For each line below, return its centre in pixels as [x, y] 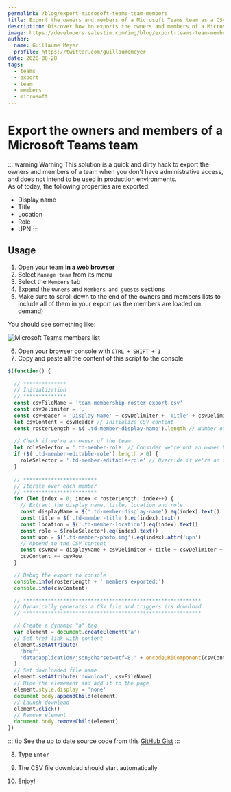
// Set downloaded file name [56, 671]
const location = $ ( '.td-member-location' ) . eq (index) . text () [109, 524]
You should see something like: [52, 324]
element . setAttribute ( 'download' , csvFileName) [83, 677]
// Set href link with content [59, 638]
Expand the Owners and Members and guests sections [91, 289]
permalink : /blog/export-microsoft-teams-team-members [88, 13]
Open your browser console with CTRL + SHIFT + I [89, 351]
